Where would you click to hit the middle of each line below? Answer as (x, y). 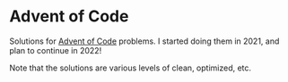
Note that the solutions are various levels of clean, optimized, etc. (131, 68)
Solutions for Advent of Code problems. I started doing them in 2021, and (144, 41)
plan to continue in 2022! (56, 50)
